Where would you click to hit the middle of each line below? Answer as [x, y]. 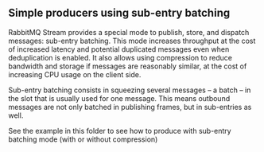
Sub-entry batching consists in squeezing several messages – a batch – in [130, 90]
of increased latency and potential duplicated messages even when [119, 49]
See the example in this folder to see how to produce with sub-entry [120, 131]
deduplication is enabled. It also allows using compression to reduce [120, 57]
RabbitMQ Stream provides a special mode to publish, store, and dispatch [129, 32]
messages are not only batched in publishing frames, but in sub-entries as [130, 107]
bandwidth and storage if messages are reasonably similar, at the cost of [128, 66]
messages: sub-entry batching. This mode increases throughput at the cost [132, 41]
